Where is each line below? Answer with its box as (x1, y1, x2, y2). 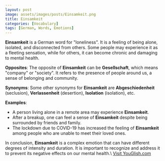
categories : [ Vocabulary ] (5, 21, 58, 26)
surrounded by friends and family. (12, 120, 82, 126)
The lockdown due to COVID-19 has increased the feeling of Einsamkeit (12, 125, 159, 131)
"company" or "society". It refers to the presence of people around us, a (5, 70, 152, 76)
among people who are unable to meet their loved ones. (12, 130, 126, 136)
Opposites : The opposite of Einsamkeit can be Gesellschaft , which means (5, 65, 158, 71)
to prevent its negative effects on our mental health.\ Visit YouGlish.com (5, 151, 152, 157)
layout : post (5, 7, 32, 12)
